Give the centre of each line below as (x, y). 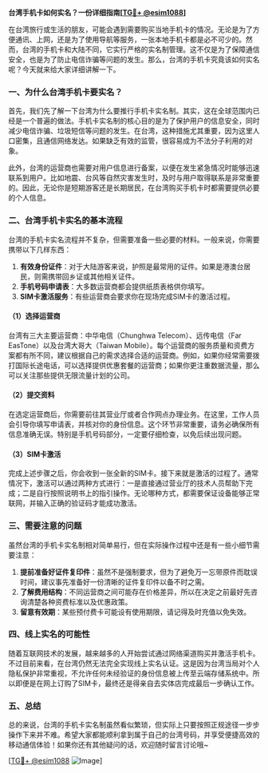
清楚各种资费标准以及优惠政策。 (79, 601)
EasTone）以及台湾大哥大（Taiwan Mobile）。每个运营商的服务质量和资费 (128, 345)
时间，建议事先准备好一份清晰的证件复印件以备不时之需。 (114, 581)
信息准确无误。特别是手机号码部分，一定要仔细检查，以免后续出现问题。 (127, 434)
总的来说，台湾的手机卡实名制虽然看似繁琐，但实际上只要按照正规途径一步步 (134, 725)
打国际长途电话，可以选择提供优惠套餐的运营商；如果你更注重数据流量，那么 (134, 365)
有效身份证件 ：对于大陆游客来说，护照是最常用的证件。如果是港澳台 (132, 266)
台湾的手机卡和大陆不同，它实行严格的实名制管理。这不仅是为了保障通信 (141, 50)
